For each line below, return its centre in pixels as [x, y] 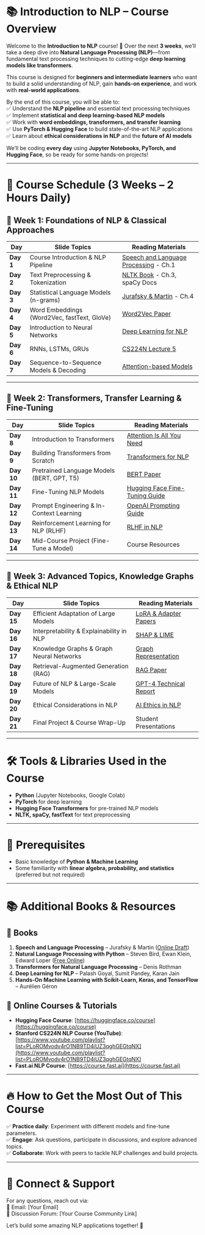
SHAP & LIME [155, 635]
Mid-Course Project [61, 541]
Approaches [31, 230]
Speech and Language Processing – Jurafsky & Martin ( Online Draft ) [102, 948]
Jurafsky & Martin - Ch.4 [158, 296]
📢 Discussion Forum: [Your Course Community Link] [72, 1214]
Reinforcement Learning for [71, 523]
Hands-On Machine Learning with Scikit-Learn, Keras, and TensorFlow [107, 980]
